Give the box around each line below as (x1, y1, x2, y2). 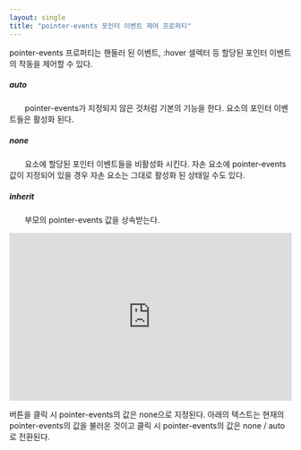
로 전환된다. (9, 431, 51, 443)
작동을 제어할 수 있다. (18, 58, 93, 69)
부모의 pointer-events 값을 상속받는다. (24, 215, 160, 225)
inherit (9, 191, 35, 202)
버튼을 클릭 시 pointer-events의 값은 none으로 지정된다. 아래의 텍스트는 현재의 (9, 409, 285, 420)
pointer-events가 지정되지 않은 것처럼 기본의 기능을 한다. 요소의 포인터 (24, 103, 272, 114)
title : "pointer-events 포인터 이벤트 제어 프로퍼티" (9, 21, 192, 30)
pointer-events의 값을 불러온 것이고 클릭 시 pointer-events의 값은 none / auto (9, 420, 285, 431)
